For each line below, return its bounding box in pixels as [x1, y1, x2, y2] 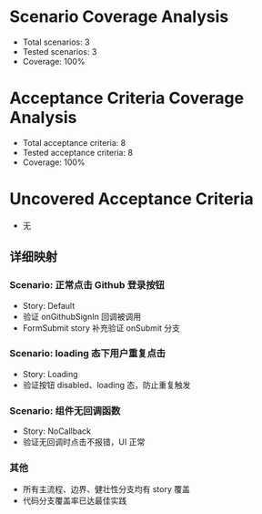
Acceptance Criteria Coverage [9, 88, 244, 108]
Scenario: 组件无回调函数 [9, 404, 121, 416]
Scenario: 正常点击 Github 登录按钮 [9, 279, 166, 292]
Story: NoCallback [22, 426, 92, 437]
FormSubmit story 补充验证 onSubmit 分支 [22, 322, 180, 334]
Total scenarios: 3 [22, 36, 90, 47]
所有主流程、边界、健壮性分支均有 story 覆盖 [22, 484, 191, 495]
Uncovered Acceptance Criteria [9, 189, 254, 210]
